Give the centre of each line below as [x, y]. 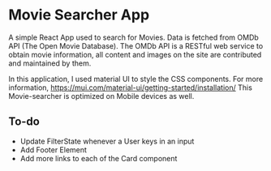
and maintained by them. [50, 63]
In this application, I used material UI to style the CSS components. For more [136, 79]
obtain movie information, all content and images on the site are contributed [135, 54]
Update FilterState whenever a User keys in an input [107, 141]
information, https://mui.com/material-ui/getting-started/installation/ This [131, 88]
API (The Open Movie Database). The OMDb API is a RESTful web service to [136, 45]
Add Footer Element [54, 150]
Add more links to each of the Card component [99, 158]
